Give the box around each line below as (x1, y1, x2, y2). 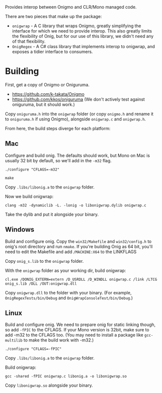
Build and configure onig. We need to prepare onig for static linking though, (5, 322, 156, 327)
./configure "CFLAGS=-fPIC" (5, 347, 62, 352)
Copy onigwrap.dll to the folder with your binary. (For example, (5, 290, 132, 295)
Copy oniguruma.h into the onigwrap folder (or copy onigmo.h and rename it (5, 111, 154, 117)
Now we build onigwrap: (5, 193, 54, 199)
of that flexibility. (12, 38, 46, 44)
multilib (5, 338, 23, 343)
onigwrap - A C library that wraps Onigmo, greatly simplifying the (12, 23, 142, 29)
